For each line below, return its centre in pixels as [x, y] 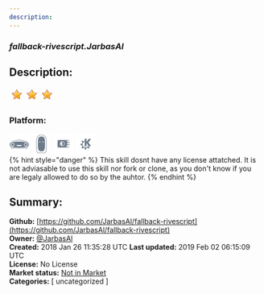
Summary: [36, 203]
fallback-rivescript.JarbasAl [66, 46]
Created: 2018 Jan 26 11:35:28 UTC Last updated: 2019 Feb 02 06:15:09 [130, 247]
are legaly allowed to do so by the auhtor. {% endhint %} [103, 176]
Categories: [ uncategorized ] [59, 281]
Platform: [28, 121]
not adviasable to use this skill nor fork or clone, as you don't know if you [130, 168]
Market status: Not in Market [58, 273]
